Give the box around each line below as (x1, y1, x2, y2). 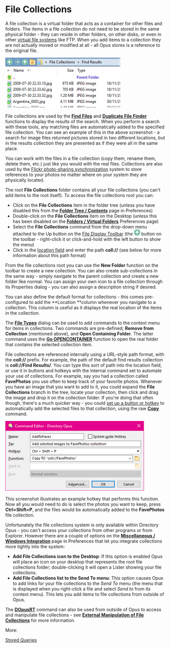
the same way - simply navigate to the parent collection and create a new (5, 273, 159, 279)
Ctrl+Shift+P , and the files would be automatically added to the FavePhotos (5, 506, 165, 513)
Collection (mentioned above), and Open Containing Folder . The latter (5, 330, 154, 336)
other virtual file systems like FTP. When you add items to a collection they (5, 37, 161, 43)
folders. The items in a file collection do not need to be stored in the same (5, 25, 160, 32)
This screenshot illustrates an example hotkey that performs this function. (5, 495, 159, 502)
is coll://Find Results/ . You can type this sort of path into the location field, (5, 362, 162, 368)
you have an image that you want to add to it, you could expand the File (5, 383, 155, 390)
